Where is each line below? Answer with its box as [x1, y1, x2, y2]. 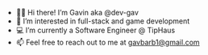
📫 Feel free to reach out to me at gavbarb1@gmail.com [15, 37, 200, 47]
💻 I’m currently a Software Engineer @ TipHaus [15, 25, 176, 35]
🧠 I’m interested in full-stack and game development [15, 16, 190, 26]
